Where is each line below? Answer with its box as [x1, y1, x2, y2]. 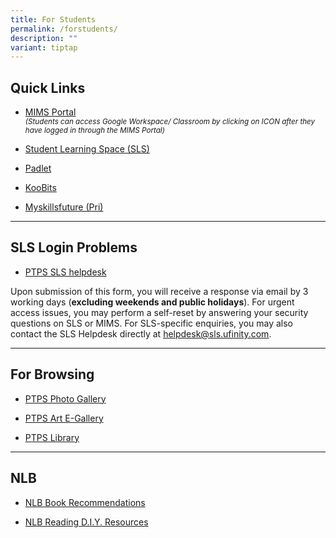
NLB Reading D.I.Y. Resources [24, 516, 149, 528]
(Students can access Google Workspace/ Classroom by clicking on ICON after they [24, 117, 316, 127]
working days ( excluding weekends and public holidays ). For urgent [10, 296, 295, 308]
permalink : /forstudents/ [10, 24, 118, 34]
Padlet [24, 162, 52, 175]
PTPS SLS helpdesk [24, 266, 107, 278]
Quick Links [10, 79, 86, 96]
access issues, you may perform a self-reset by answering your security [10, 306, 309, 318]
